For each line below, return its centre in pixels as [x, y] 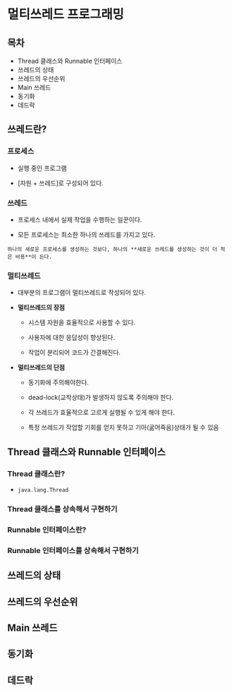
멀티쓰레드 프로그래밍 [66, 14]
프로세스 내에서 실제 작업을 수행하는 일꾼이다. [80, 219]
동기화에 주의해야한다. [59, 382]
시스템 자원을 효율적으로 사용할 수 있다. [82, 322]
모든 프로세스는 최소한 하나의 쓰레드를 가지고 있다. [86, 234]
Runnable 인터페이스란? [47, 530]
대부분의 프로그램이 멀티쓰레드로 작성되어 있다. [82, 293]
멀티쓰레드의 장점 [41, 308]
